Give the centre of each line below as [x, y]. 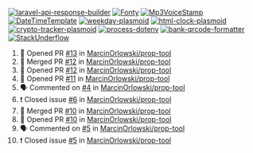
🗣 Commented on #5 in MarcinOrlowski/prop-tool [102, 128]
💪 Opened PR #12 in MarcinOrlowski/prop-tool [95, 70]
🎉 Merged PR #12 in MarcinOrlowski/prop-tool [95, 61]
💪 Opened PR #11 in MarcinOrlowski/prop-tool [95, 78]
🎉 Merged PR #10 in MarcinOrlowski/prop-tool [95, 111]
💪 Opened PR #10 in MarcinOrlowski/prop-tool [95, 119]
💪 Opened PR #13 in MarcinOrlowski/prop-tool [95, 53]
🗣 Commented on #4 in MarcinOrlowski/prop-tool [102, 87]
